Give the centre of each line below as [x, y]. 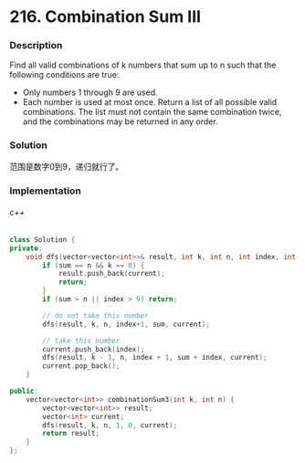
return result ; [71, 434]
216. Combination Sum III [105, 17]
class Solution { [42, 239]
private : [26, 248]
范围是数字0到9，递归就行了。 [67, 166]
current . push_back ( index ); [94, 349]
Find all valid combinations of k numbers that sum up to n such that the [143, 65]
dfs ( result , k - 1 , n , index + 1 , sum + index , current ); [155, 358]
